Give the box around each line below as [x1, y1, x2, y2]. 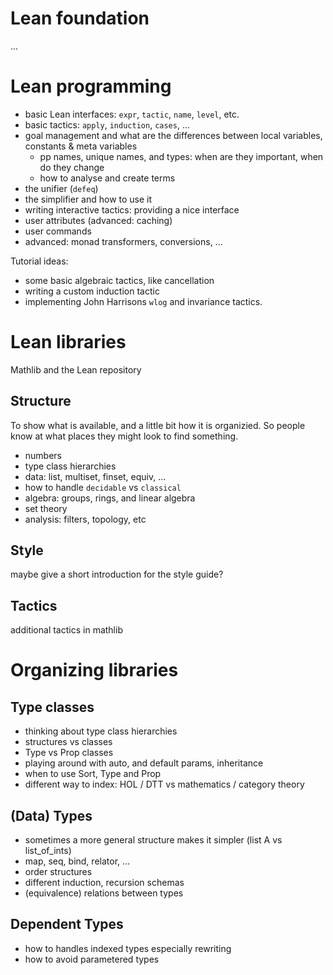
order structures [24, 866, 93, 878]
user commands [24, 225, 92, 237]
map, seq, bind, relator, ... [24, 855, 131, 867]
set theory [24, 502, 68, 514]
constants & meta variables [24, 140, 138, 152]
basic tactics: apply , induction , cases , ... [24, 118, 190, 131]
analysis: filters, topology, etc [24, 513, 147, 525]
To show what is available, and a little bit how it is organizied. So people [10, 419, 306, 431]
